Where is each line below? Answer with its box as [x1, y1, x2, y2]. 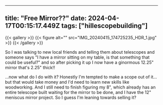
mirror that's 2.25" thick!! [5, 64, 55, 70]
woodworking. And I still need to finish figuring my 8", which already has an [5, 84, 156, 90]
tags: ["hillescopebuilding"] [61, 22, 148, 30]
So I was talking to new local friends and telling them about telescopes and [5, 49, 155, 55]
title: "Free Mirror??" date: [5, 14, 87, 22]
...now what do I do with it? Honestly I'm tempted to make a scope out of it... [5, 74, 157, 80]
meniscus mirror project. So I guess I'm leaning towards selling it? [5, 94, 137, 100]
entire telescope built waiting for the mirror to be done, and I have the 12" [5, 89, 151, 95]
